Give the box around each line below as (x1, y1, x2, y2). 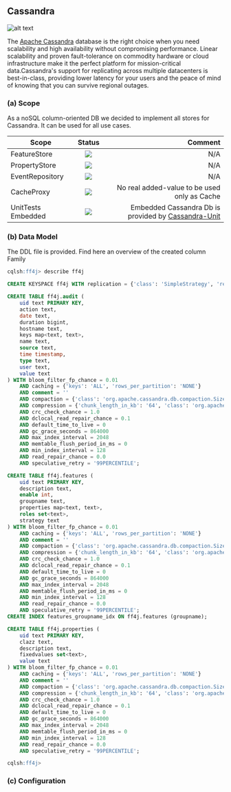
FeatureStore (10, 150, 53, 159)
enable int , (19, 491, 54, 498)
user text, (19, 363, 51, 371)
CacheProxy (10, 187, 50, 197)
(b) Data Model (7, 232, 58, 242)
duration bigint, (19, 318, 69, 326)
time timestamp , (19, 351, 67, 358)
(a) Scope (7, 98, 41, 108)
